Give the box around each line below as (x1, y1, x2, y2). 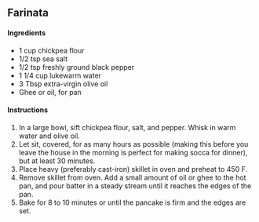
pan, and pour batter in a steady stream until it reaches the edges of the (18, 180, 252, 191)
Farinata (7, 6, 49, 20)
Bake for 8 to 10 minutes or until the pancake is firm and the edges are (18, 198, 246, 207)
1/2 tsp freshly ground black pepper (18, 62, 135, 71)
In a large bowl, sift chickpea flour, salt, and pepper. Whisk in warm (18, 122, 236, 132)
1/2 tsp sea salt (18, 54, 68, 64)
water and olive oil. (18, 131, 80, 140)
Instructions (7, 105, 49, 115)
